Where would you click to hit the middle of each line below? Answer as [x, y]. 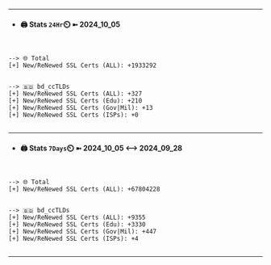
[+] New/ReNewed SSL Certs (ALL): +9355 [77, 218]
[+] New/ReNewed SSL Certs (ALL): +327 [75, 94]
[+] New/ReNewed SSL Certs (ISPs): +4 [73, 239]
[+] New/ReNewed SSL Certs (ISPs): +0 [73, 115]
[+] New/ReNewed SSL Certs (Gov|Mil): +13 [81, 108]
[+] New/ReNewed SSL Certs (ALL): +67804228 [84, 189]
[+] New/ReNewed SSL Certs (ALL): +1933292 [83, 65]
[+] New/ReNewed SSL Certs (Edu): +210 [75, 101]
